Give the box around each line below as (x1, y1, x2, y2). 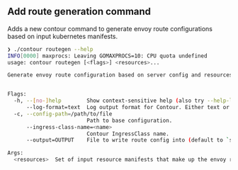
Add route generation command (7, 6, 151, 18)
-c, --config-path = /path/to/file (13, 110, 113, 118)
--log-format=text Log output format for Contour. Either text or (25, 104, 230, 111)
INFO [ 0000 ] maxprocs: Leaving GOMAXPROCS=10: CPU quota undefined (7, 52, 208, 59)
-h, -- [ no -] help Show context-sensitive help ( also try (13, 97, 204, 105)
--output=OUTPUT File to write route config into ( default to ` (25, 137, 230, 144)
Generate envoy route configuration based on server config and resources (7, 72, 233, 79)
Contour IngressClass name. (86, 130, 170, 137)
